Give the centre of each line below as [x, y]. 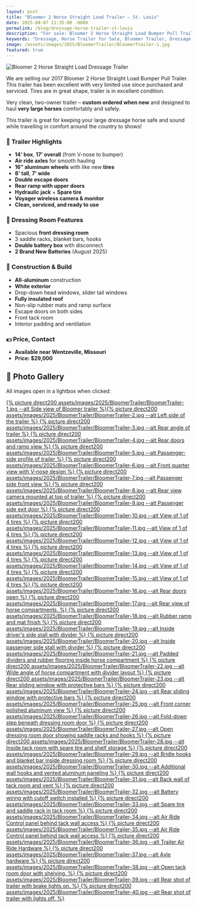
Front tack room [34, 317]
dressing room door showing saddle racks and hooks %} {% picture [88, 735]
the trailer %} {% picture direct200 [48, 421]
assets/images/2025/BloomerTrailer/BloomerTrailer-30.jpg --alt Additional [96, 766]
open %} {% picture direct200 [43, 597]
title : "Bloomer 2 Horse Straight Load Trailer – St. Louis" [83, 17]
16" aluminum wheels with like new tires [65, 167]
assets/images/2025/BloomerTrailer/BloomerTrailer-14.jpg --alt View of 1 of [97, 565]
